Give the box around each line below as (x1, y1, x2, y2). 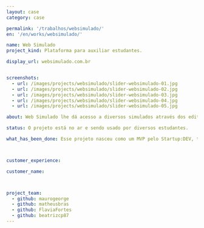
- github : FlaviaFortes (12, 207, 72, 213)
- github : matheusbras (12, 201, 69, 207)
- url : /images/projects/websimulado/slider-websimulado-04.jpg (12, 98, 178, 104)
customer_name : (6, 168, 45, 175)
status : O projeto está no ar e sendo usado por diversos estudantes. (6, 125, 189, 131)
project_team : (6, 190, 42, 196)
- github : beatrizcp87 (12, 213, 69, 219)
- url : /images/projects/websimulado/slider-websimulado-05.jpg (12, 103, 178, 109)
